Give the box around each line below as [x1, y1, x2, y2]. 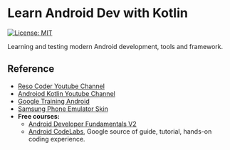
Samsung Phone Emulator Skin [17, 105, 108, 113]
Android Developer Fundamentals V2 [28, 119, 137, 128]
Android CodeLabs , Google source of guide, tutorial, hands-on [28, 127, 212, 136]
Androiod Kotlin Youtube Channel [17, 89, 115, 97]
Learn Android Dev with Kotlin [7, 5, 189, 21]
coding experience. [28, 134, 85, 143]
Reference [7, 63, 55, 75]
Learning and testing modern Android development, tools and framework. [7, 42, 224, 50]
